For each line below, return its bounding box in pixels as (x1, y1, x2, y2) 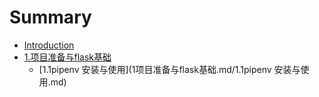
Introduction (23, 39, 75, 51)
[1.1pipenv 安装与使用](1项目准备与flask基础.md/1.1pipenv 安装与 (38, 63, 301, 75)
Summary (9, 6, 92, 29)
